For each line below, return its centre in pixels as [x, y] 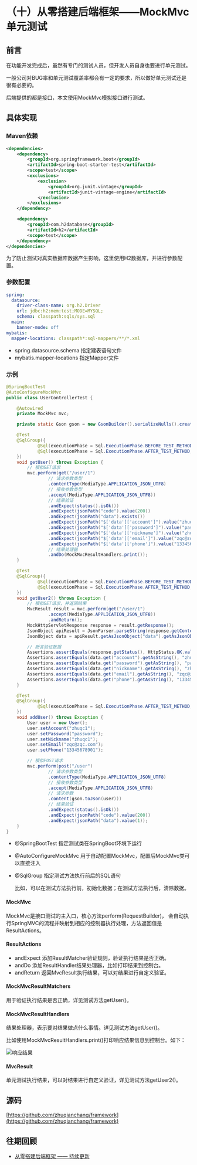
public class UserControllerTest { [50, 398]
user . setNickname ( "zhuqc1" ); [63, 739]
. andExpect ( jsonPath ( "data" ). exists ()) [96, 517]
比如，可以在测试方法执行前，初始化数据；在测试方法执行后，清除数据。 [102, 888]
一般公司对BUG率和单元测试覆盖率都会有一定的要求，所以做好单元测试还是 [96, 78]
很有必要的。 [21, 85]
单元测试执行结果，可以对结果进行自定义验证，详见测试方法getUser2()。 [94, 1080]
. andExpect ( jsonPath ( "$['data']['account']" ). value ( [114, 522]
